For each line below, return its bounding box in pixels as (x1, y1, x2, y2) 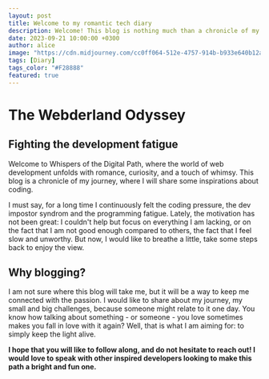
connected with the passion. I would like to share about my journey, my (8, 296, 243, 305)
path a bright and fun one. (8, 362, 97, 372)
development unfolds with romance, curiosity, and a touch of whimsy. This (8, 167, 255, 177)
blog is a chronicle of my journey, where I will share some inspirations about (8, 175, 259, 185)
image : (8, 49, 30, 57)
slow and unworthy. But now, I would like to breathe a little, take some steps (8, 234, 258, 244)
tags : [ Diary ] (8, 57, 56, 65)
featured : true (8, 71, 59, 79)
